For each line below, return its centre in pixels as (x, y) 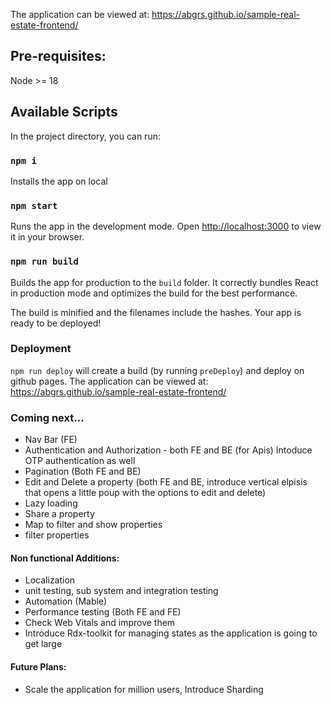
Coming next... (47, 417)
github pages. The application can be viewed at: (109, 381)
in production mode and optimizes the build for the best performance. (154, 293)
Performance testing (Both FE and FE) (103, 612)
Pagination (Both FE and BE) (83, 471)
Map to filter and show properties (93, 525)
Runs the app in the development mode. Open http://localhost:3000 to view (166, 226)
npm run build (44, 262)
